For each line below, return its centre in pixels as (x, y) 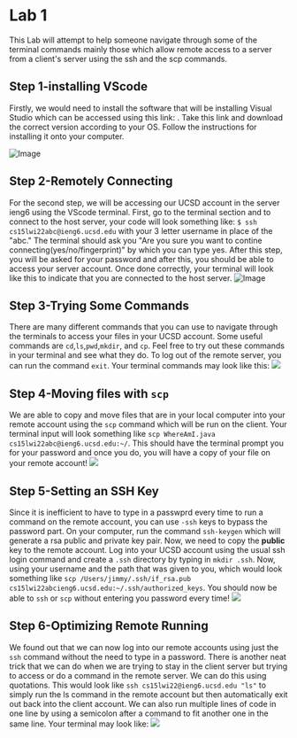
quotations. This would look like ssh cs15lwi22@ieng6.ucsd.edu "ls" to (138, 685)
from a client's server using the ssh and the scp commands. (118, 58)
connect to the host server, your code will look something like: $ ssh (133, 221)
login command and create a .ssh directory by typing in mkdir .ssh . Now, (142, 559)
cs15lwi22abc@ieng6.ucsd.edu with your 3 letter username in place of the (141, 230)
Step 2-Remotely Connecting (91, 181)
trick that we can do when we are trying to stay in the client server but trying (148, 666)
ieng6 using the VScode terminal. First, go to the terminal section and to (140, 212)
